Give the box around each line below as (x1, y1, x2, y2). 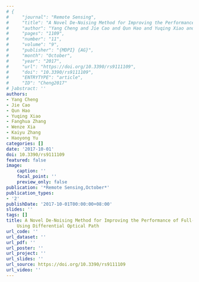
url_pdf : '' (6, 239, 36, 245)
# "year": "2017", (6, 58, 62, 64)
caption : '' (17, 168, 46, 174)
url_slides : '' (6, 256, 44, 262)
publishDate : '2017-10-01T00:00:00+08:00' (6, 201, 113, 207)
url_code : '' (6, 228, 38, 234)
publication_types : (6, 190, 54, 196)
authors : (6, 91, 28, 97)
